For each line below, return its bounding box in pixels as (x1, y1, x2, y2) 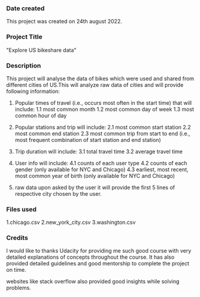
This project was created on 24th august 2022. (6, 18, 123, 25)
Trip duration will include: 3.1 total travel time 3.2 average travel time (14, 148, 183, 155)
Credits (6, 234, 28, 242)
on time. (6, 266, 27, 274)
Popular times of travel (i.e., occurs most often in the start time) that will (14, 99, 192, 106)
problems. (6, 284, 31, 292)
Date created (6, 4, 45, 13)
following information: (6, 87, 60, 95)
